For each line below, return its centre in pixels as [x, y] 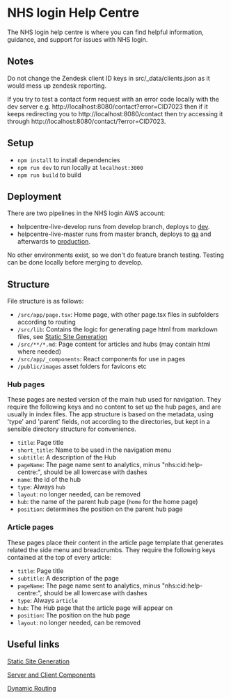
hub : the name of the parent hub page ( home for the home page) [107, 502]
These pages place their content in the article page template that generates [115, 542]
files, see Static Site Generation [62, 337]
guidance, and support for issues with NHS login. [78, 39]
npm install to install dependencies [69, 160]
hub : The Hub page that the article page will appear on [95, 608]
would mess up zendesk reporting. [57, 86]
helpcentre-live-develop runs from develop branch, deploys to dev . [113, 227]
